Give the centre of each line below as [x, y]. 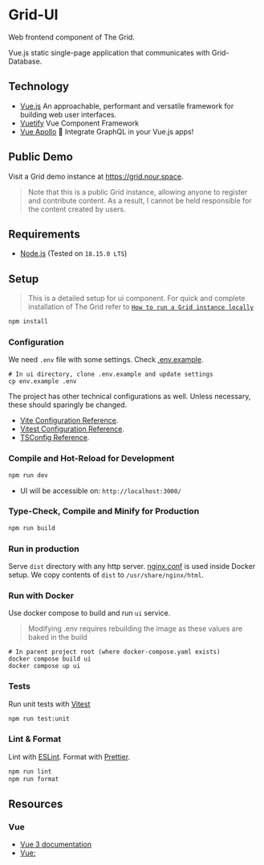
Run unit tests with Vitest [49, 704]
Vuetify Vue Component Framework [79, 123]
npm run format [34, 779]
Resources [36, 803]
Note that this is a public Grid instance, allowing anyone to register [138, 192]
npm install [28, 322]
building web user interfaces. [68, 114]
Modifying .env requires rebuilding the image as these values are [135, 628]
